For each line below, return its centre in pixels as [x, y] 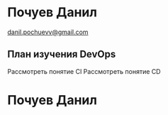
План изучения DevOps [62, 54]
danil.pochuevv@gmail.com [48, 32]
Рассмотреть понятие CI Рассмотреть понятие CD [84, 71]
